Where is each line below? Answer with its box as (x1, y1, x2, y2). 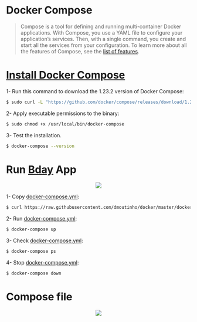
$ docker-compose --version (6, 143, 75, 149)
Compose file (6, 290, 73, 304)
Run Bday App (6, 162, 77, 176)
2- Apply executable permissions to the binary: (6, 110, 120, 117)
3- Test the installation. (6, 131, 62, 138)
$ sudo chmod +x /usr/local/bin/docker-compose (6, 121, 125, 127)
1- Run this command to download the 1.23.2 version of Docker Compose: (6, 87, 184, 94)
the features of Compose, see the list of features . (20, 48, 140, 55)
